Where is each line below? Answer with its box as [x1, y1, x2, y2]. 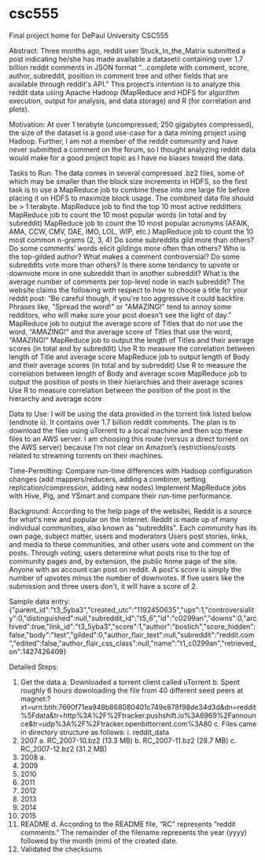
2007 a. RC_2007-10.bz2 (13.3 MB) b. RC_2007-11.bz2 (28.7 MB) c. [20, 736, 237, 745]
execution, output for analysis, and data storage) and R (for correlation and [9, 96, 251, 105]
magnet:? [20, 693, 51, 704]
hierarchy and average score [9, 394, 102, 403]
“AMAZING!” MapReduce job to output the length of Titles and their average [9, 335, 255, 344]
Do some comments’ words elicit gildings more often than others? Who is [9, 243, 246, 252]
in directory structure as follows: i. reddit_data [20, 727, 170, 737]
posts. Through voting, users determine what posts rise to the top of [9, 548, 230, 557]
